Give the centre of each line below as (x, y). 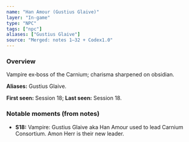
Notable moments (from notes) (53, 114)
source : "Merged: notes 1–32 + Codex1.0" (60, 40)
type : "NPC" (21, 23)
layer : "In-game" (28, 18)
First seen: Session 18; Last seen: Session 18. (64, 98)
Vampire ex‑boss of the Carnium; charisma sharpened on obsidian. (91, 75)
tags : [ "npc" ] (24, 29)
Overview (21, 61)
